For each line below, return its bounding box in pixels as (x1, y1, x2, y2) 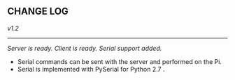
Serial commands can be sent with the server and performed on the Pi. (17, 57, 222, 65)
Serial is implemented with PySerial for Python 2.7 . (17, 65, 165, 73)
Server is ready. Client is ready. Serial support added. (7, 44, 162, 52)
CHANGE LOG (7, 6, 69, 17)
